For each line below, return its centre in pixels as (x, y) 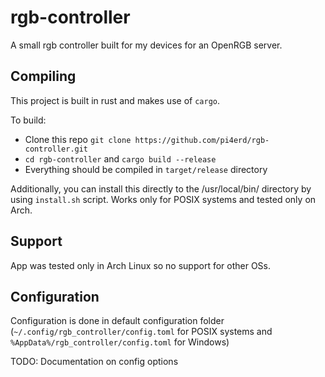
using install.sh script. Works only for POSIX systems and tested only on (163, 199)
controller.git (56, 149)
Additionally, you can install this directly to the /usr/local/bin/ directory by (161, 188)
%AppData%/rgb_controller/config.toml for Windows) (120, 342)
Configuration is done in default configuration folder (117, 321)
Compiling (43, 76)
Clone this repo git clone (78, 139)
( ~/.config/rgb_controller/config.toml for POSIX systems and (141, 332)
